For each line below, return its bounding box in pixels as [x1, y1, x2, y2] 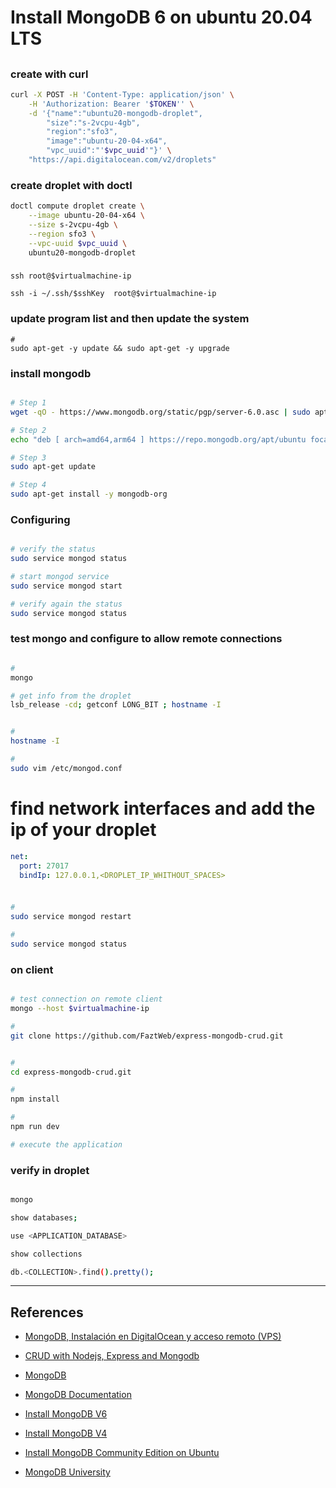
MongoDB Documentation [24, 1389, 132, 1401]
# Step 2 [10, 425, 47, 435]
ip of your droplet [10, 819, 157, 841]
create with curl [10, 67, 89, 81]
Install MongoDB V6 [24, 1408, 108, 1420]
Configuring [10, 512, 71, 526]
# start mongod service [10, 572, 110, 582]
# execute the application [10, 1139, 123, 1150]
